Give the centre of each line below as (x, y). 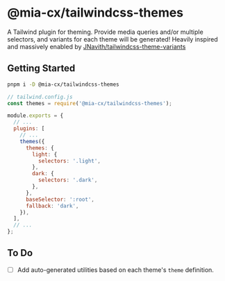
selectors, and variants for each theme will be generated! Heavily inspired (113, 39)
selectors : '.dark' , (68, 180)
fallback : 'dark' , (52, 206)
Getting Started (41, 68)
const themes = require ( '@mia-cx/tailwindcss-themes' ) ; (90, 103)
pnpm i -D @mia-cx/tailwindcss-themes (63, 84)
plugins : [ (29, 129)
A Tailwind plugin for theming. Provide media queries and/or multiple (105, 32)
